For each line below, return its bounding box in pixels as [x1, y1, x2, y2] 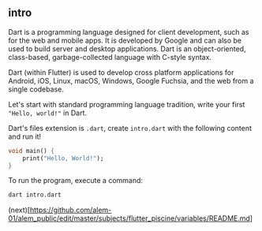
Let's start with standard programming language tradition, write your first [8, 99, 245, 109]
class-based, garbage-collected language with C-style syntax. [8, 52, 211, 61]
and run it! [8, 132, 42, 141]
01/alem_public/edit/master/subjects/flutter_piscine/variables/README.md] [8, 214, 253, 223]
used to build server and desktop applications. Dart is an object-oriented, [8, 43, 246, 54]
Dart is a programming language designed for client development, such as [8, 27, 249, 36]
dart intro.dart [8, 191, 62, 199]
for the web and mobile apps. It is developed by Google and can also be [8, 35, 242, 45]
